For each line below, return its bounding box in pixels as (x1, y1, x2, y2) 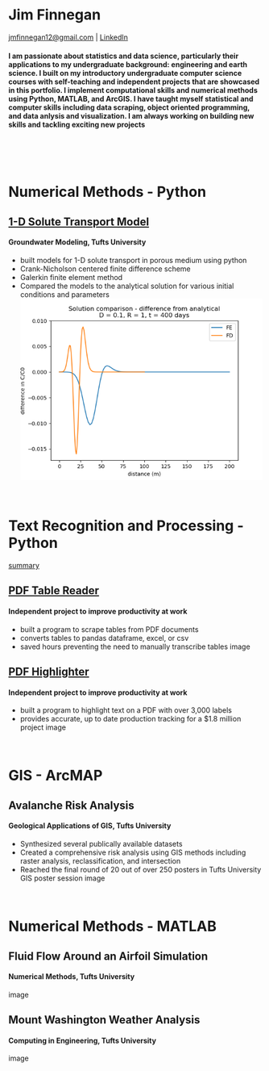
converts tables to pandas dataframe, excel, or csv (19, 633, 189, 642)
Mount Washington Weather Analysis (8, 1013, 201, 1027)
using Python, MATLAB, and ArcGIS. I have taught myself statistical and (8, 94, 254, 103)
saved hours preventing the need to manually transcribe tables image (19, 642, 251, 651)
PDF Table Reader (8, 584, 99, 598)
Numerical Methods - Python (8, 183, 207, 201)
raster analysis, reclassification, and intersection (19, 856, 181, 865)
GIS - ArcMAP (8, 767, 103, 784)
